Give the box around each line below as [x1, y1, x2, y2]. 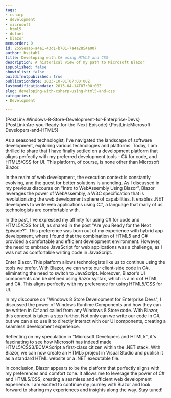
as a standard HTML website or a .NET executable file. [5, 355, 120, 361]
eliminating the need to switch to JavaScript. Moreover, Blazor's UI [5, 270, 145, 276]
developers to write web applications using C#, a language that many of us [5, 202, 163, 208]
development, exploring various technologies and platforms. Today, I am [5, 143, 157, 149]
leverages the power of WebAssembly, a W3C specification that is [5, 190, 144, 197]
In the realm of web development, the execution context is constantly [5, 174, 151, 181]
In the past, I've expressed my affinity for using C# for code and [5, 217, 140, 223]
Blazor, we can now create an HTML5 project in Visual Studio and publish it [5, 350, 163, 356]
